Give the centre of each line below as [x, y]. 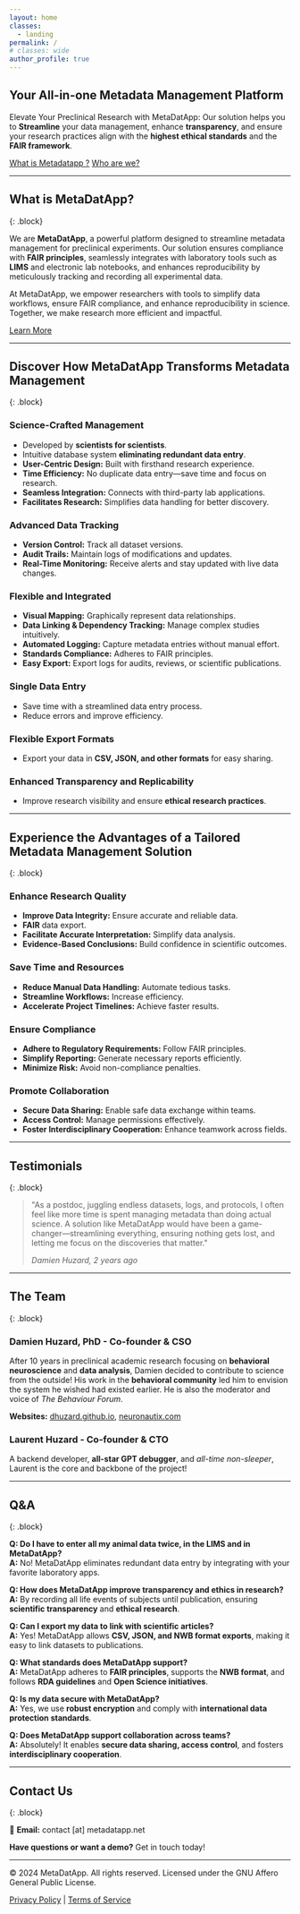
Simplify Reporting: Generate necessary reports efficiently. [132, 1058]
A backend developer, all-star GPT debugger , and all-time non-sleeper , [142, 1459]
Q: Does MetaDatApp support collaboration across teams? [120, 1735]
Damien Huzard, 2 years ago [84, 1260]
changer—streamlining [73, 1234]
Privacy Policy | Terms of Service [70, 1900]
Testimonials [46, 1166]
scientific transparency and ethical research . [95, 1609]
